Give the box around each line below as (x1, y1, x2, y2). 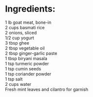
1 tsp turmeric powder (5, 61, 49, 66)
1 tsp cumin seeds (5, 65, 41, 71)
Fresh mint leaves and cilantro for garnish (5, 86, 89, 92)
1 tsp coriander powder (5, 71, 52, 77)
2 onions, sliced (5, 30, 37, 35)
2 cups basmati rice (5, 24, 45, 30)
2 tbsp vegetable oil (5, 45, 45, 51)
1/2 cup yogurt (5, 35, 34, 41)
